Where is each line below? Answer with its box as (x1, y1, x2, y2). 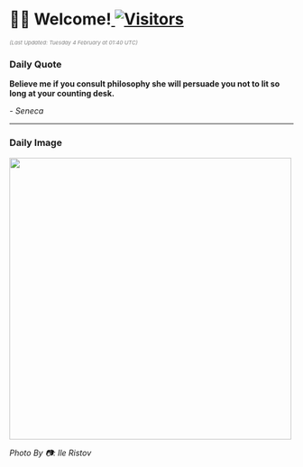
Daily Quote (9, 58, 62, 70)
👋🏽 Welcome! (9, 9, 112, 30)
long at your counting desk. (9, 88, 115, 99)
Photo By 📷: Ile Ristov (9, 447, 92, 458)
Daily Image (9, 136, 63, 149)
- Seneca (9, 105, 44, 116)
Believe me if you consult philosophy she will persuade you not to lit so (9, 78, 280, 89)
